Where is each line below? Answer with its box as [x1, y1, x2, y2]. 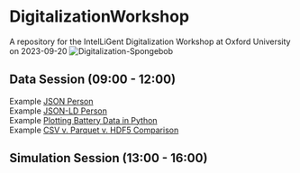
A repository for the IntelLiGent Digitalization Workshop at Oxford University [9, 36, 291, 47]
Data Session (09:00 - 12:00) [9, 72, 177, 87]
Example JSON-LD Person [9, 105, 108, 116]
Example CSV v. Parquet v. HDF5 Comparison [9, 124, 179, 135]
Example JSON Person [9, 96, 94, 106]
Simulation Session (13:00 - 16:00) [9, 150, 208, 166]
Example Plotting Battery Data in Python [9, 114, 158, 125]
